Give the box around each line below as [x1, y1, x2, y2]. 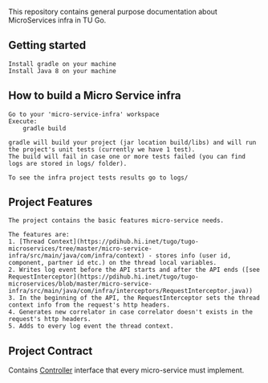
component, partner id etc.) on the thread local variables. [8, 259, 217, 267]
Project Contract [8, 344, 93, 357]
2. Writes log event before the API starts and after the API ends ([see [8, 266, 261, 274]
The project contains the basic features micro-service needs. [8, 216, 225, 224]
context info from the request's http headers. [8, 301, 171, 309]
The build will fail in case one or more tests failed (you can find [8, 152, 246, 160]
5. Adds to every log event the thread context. [8, 322, 174, 331]
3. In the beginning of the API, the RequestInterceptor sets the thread [8, 294, 261, 303]
